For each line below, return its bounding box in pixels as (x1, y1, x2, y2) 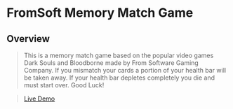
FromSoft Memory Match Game (6, 5, 194, 21)
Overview (6, 33, 51, 45)
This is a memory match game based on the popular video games (23, 51, 214, 59)
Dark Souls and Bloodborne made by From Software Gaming (23, 59, 199, 67)
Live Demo (23, 94, 55, 103)
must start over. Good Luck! (23, 81, 105, 89)
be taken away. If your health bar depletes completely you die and (23, 73, 215, 82)
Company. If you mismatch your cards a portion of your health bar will (23, 66, 226, 74)
